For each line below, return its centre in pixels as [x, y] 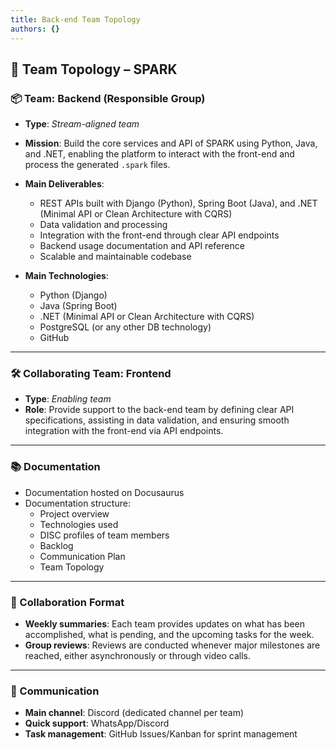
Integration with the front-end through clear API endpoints [159, 235]
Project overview [74, 513]
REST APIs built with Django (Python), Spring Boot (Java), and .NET [178, 203]
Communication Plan [82, 556]
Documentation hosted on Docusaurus [104, 492]
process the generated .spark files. [97, 165]
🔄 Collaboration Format [67, 602]
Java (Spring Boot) [78, 306]
